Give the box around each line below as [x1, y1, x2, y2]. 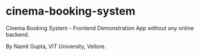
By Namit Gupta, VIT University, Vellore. [6, 43, 107, 50]
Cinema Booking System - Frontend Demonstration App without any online [6, 24, 194, 32]
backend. [6, 30, 29, 38]
